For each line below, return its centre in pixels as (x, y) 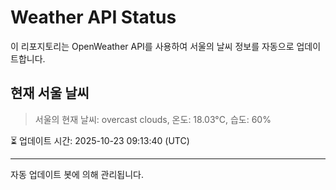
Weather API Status (93, 17)
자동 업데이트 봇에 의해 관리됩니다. (77, 174)
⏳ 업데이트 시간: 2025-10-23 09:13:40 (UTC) (100, 140)
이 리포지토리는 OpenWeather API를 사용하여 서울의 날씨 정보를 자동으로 (152, 46)
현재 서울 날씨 (50, 93)
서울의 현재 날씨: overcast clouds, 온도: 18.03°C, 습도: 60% (153, 119)
